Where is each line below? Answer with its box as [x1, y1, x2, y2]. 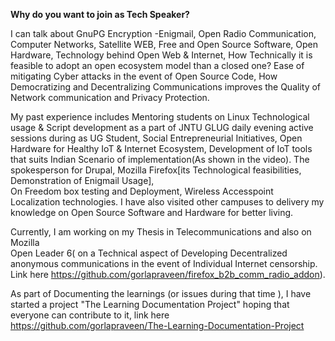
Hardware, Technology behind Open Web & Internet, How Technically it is [10, 49, 313, 61]
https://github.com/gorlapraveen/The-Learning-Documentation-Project [10, 320, 305, 331]
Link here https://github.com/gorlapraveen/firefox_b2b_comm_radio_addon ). [10, 269, 326, 280]
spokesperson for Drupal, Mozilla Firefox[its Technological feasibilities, [10, 164, 302, 176]
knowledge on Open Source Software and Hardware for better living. [10, 207, 294, 218]
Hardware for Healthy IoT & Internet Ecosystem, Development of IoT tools [10, 143, 313, 154]
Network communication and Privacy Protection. [10, 92, 210, 103]
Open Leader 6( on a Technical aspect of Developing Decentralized [10, 247, 288, 259]
